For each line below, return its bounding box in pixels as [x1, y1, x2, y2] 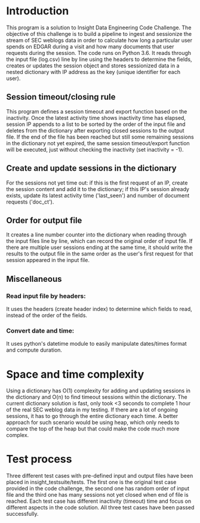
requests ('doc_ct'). [6, 198, 54, 205]
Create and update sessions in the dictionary [6, 163, 177, 174]
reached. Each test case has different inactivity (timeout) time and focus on [6, 497, 192, 505]
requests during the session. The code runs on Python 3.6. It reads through [6, 49, 192, 56]
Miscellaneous [6, 273, 62, 284]
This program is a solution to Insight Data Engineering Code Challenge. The [6, 24, 192, 31]
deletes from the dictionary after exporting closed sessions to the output [6, 127, 184, 134]
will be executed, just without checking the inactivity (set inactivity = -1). [6, 146, 184, 153]
